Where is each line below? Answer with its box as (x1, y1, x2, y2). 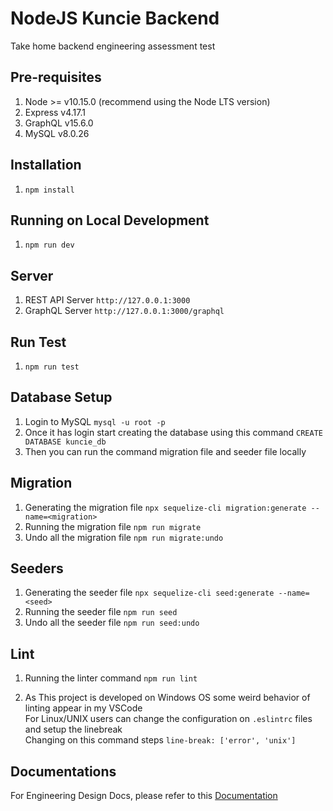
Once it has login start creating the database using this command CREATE (24, 426, 323, 438)
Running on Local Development (10, 212, 210, 229)
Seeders (10, 560, 64, 577)
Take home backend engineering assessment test (10, 40, 216, 52)
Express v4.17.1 (24, 106, 86, 118)
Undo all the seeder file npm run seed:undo (24, 617, 200, 629)
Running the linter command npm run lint (24, 672, 198, 684)
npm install (24, 185, 75, 195)
